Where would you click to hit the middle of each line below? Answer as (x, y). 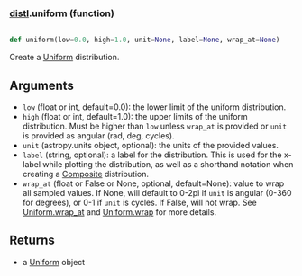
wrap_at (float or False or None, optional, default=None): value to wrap (153, 183)
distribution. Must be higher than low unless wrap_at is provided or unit (154, 126)
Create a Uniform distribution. (64, 58)
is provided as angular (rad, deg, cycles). (98, 135)
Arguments (42, 85)
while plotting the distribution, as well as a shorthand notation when (168, 164)
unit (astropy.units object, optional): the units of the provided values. (151, 145)
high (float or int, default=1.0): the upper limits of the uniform (135, 116)
